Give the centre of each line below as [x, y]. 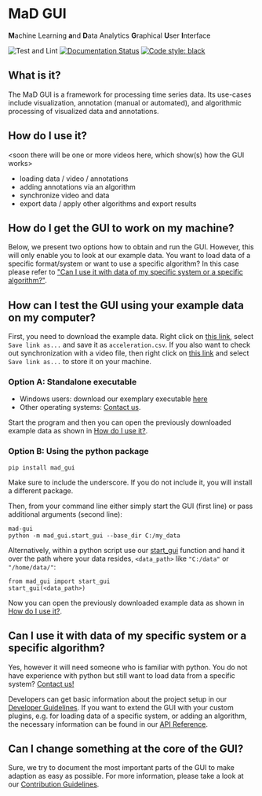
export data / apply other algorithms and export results [108, 203]
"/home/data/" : [32, 566]
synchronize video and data [64, 195]
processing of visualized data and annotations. [84, 111]
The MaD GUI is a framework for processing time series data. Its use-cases [130, 94]
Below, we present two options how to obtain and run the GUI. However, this [131, 247]
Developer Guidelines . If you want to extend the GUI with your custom [121, 707]
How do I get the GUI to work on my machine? [121, 228]
